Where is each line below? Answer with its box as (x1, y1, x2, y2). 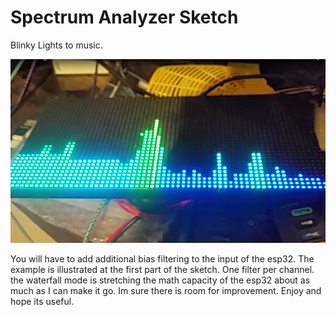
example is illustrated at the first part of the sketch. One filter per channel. (10, 263, 315, 275)
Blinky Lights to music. (10, 39, 103, 51)
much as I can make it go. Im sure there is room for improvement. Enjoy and (10, 284, 322, 296)
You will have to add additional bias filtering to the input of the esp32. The (10, 252, 315, 265)
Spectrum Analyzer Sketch (10, 6, 239, 29)
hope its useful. (10, 295, 75, 307)
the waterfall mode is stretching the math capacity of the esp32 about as (10, 274, 311, 286)
